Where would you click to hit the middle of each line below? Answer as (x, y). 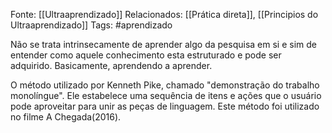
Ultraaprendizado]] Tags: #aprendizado (91, 25)
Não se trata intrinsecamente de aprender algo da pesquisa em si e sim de (163, 44)
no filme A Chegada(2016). (66, 117)
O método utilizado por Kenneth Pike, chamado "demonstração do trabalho (165, 85)
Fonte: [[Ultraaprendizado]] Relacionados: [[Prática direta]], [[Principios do (164, 14)
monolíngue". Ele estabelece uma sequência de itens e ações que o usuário (166, 95)
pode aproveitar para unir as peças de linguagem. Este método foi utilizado (165, 106)
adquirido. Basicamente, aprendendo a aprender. (111, 65)
